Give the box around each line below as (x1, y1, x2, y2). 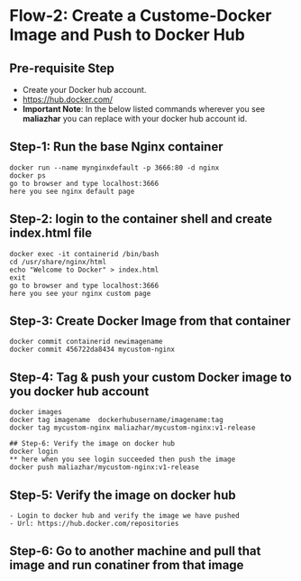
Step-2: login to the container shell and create (9, 211, 273, 226)
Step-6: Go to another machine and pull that (9, 543, 261, 559)
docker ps (9, 171, 47, 180)
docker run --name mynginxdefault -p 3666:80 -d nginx (9, 163, 220, 172)
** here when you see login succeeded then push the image (9, 455, 236, 465)
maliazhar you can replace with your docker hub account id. (22, 114, 248, 124)
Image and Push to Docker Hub (9, 24, 245, 45)
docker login (9, 447, 59, 456)
